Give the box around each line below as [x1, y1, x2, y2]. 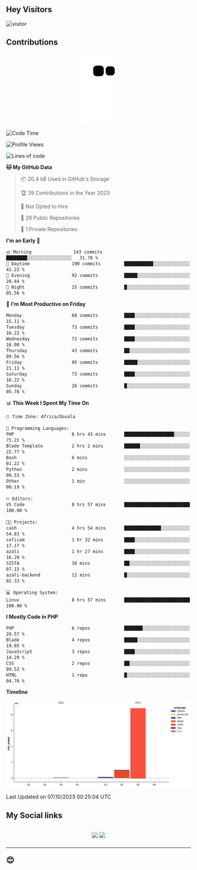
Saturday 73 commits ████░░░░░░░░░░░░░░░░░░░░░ [6, 371, 191, 377]
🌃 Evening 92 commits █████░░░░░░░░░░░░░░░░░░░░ [6, 272, 191, 278]
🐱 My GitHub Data [6, 164, 53, 171]
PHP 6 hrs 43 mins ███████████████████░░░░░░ [6, 431, 191, 437]
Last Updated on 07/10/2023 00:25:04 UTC [6, 793, 111, 800]
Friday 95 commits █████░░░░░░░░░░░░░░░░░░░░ [6, 359, 191, 365]
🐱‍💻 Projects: [6, 519, 38, 525]
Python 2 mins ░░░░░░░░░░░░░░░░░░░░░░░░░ [6, 466, 191, 472]
